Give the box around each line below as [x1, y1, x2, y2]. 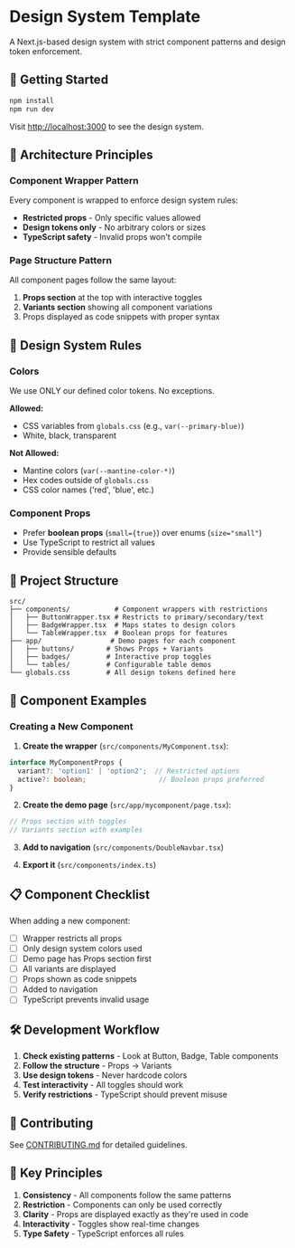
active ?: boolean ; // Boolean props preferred [17, 775, 264, 784]
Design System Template [9, 6, 201, 27]
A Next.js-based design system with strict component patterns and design [9, 36, 286, 47]
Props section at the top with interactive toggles [22, 292, 203, 303]
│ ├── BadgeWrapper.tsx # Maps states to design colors [9, 621, 236, 630]
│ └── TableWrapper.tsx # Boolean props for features [9, 629, 228, 638]
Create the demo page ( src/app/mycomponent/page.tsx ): [22, 799, 232, 811]
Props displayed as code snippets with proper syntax [22, 311, 220, 322]
